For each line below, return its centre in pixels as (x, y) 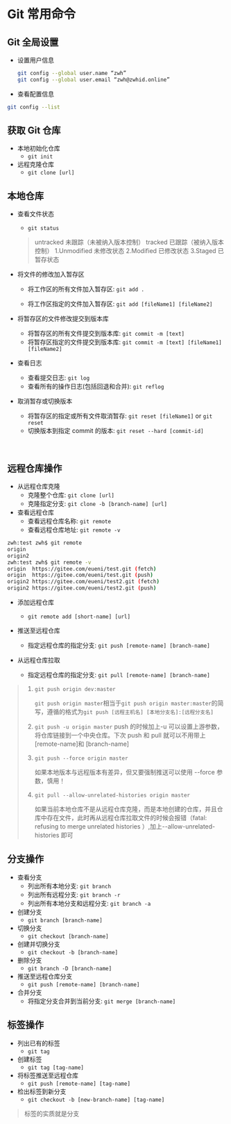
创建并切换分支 (38, 944)
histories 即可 (54, 836)
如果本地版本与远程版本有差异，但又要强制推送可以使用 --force (125, 772)
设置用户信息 (35, 60)
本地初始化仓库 (38, 148)
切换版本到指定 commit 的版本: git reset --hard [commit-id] (115, 431)
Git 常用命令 (42, 14)
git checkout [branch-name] (68, 936)
